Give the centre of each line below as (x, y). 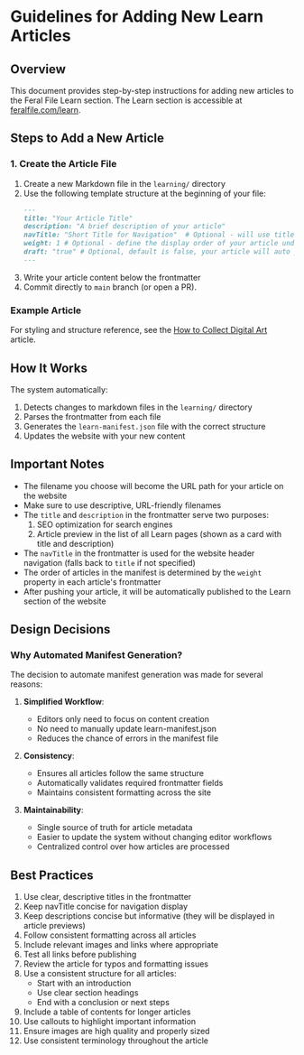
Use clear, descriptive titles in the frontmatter (107, 897)
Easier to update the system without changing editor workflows (154, 838)
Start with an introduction (84, 983)
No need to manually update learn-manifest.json (127, 729)
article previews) (55, 926)
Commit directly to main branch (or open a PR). (110, 287)
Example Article (46, 310)
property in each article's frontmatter (92, 582)
